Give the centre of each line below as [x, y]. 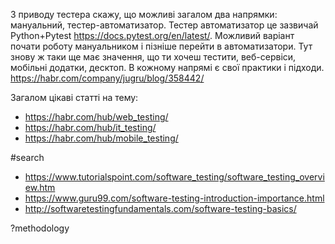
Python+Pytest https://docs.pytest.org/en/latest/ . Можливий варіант [152, 35]
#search [27, 157]
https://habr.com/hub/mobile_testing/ [101, 138]
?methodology [40, 228]
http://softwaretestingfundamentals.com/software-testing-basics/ [160, 208]
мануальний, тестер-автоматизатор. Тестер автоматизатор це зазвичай [164, 25]
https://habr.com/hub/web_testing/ [96, 117]
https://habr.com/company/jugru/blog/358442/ [107, 78]
